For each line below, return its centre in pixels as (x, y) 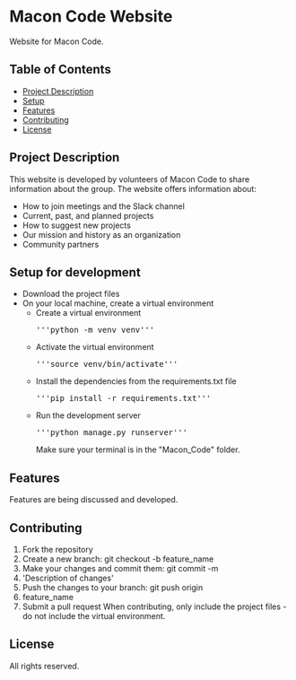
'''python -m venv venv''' (95, 330)
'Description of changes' (68, 578)
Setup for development (75, 272)
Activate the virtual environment (95, 347)
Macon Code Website (91, 17)
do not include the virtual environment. (94, 616)
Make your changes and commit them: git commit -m (120, 568)
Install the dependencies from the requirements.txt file (136, 381)
